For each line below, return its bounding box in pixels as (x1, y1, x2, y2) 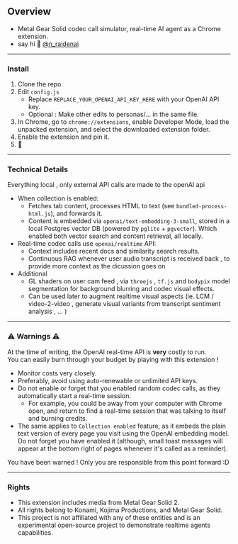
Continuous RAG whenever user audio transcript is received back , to (28, 254, 230, 263)
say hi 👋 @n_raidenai (17, 39, 79, 48)
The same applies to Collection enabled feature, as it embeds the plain (17, 421, 227, 430)
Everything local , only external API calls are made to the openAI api (7, 181, 205, 189)
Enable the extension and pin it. (17, 132, 110, 141)
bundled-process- (176, 203, 227, 210)
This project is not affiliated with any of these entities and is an (17, 514, 200, 521)
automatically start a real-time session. (17, 391, 132, 399)
